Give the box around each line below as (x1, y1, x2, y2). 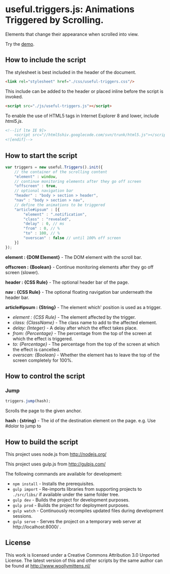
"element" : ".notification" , (23, 212, 87, 217)
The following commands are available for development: (5, 471, 122, 477)
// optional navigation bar (14, 188, 73, 193)
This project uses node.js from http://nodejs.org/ (5, 451, 107, 457)
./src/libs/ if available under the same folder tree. (12, 491, 120, 498)
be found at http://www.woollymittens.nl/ (5, 562, 91, 569)
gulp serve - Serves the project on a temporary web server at (12, 519, 142, 525)
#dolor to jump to (5, 423, 41, 429)
